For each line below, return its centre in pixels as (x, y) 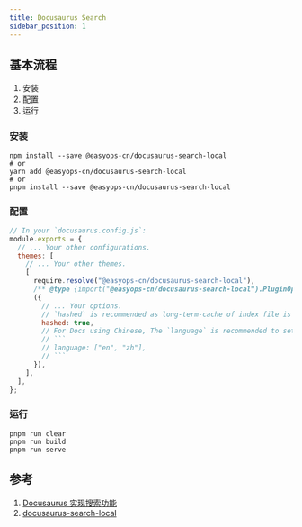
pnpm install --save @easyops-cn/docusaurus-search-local (120, 187)
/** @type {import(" (71, 289)
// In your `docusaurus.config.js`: (78, 231)
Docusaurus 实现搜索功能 (69, 503)
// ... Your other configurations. (84, 247)
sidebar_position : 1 (48, 26)
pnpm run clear (38, 433)
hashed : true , (68, 323)
